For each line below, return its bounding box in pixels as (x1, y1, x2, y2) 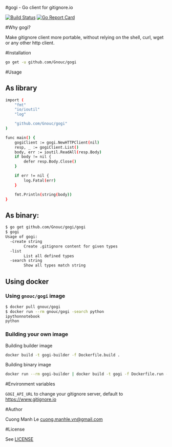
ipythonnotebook (5, 314, 40, 319)
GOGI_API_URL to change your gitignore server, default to (5, 391, 123, 397)
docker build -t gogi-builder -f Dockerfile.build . (5, 352, 120, 357)
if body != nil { (14, 154, 52, 159)
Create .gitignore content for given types (24, 244, 118, 249)
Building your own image (5, 331, 69, 338)
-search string (10, 258, 42, 263)
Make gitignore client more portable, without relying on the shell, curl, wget (5, 34, 164, 40)
